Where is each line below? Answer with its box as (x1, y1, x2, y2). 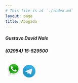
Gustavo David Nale (5, 35, 49, 41)
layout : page (5, 13, 33, 19)
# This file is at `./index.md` (5, 8, 73, 13)
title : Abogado (5, 19, 37, 24)
